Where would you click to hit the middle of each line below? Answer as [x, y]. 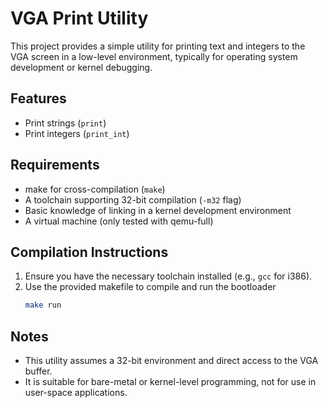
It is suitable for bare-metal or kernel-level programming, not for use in [170, 382]
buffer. [38, 371]
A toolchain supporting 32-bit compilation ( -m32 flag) [133, 199]
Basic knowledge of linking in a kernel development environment [158, 210]
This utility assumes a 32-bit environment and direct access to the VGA [171, 361]
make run [43, 305]
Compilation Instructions [89, 252]
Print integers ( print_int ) [77, 133]
